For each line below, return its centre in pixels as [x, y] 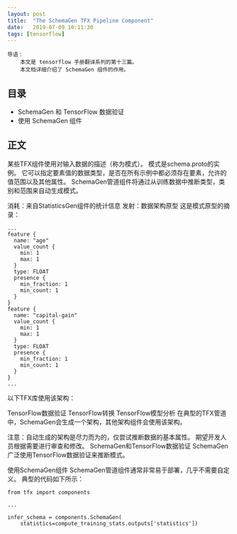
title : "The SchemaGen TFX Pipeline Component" [81, 21]
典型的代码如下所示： [52, 478]
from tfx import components [49, 492]
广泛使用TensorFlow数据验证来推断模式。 [68, 455]
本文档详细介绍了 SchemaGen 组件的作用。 [75, 70]
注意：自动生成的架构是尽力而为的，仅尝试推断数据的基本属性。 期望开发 [114, 437]
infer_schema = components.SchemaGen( [65, 517]
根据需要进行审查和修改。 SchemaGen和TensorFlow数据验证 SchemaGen [121, 446]
